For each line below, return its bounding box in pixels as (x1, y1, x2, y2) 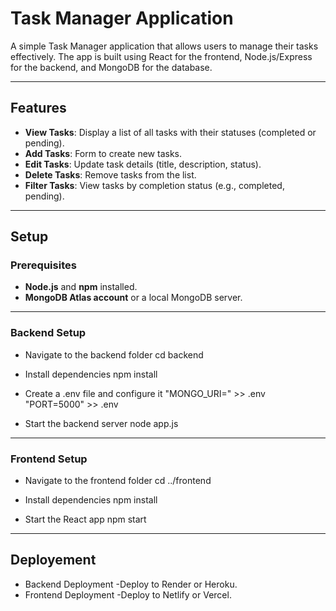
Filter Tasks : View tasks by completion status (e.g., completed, (24, 179, 285, 191)
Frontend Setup (10, 452, 88, 466)
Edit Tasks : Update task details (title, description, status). (24, 158, 262, 170)
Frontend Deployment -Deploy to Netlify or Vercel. (24, 588, 232, 601)
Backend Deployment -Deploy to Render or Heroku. (24, 578, 238, 590)
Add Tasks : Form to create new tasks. (24, 147, 183, 159)
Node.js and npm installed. (24, 281, 138, 293)
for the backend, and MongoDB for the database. (10, 61, 213, 73)
